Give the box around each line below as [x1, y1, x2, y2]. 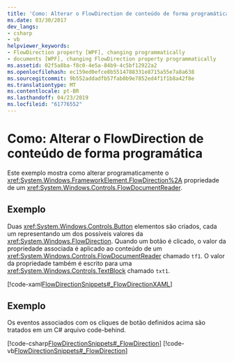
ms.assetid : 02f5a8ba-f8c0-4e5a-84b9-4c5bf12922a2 [7, 62, 157, 69]
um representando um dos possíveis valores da [7, 229, 143, 237]
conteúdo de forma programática [7, 145, 203, 162]
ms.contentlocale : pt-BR [7, 88, 79, 95]
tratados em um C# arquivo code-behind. [7, 326, 127, 334]
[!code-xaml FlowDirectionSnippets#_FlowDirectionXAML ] [7, 280, 173, 288]
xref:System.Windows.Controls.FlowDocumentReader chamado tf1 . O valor [7, 251, 225, 260]
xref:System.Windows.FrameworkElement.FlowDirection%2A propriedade [7, 175, 219, 184]
